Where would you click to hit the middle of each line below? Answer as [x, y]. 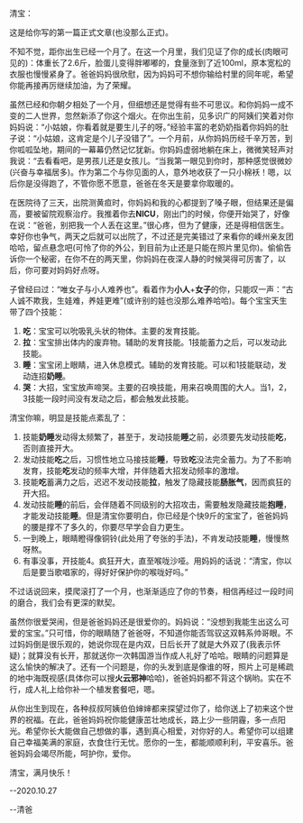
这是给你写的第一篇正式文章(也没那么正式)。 [92, 32]
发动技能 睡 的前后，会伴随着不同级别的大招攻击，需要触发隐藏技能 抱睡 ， [156, 504]
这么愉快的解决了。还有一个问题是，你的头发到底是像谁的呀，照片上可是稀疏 [151, 667]
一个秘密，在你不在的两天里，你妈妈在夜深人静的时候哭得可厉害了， [151, 259]
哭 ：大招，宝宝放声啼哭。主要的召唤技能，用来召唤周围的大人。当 [145, 387]
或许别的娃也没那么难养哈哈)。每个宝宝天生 [207, 301]
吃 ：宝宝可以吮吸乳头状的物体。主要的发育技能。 [113, 331]
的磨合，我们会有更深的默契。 [64, 603]
